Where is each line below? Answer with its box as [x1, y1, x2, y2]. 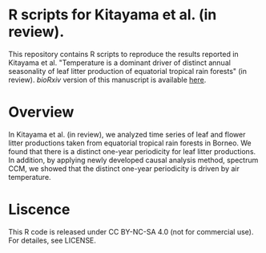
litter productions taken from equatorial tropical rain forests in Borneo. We [8, 138, 252, 148]
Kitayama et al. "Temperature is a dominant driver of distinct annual [8, 58, 231, 67]
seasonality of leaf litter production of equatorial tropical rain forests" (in [8, 66, 247, 75]
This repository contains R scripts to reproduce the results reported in [8, 49, 239, 59]
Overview [8, 103, 75, 121]
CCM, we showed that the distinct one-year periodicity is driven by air [8, 163, 240, 173]
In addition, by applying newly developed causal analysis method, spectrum [8, 155, 259, 165]
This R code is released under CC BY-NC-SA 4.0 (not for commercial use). [8, 226, 254, 236]
